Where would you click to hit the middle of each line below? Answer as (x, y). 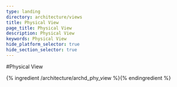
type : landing (23, 11)
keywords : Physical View (36, 39)
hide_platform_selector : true (43, 45)
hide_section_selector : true (42, 50)
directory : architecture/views (44, 17)
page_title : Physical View (39, 28)
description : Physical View (40, 34)
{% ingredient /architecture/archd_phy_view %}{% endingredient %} (88, 78)
